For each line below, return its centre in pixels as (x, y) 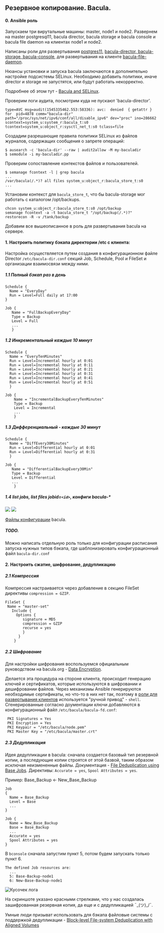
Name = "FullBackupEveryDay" (41, 312)
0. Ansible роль (21, 20)
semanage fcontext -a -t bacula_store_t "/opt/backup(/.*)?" (69, 212)
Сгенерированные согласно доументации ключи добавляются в (73, 705)
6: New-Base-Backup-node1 (36, 881)
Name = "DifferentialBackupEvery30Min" (52, 469)
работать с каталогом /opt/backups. (43, 199)
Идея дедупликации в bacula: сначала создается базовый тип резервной (82, 755)
